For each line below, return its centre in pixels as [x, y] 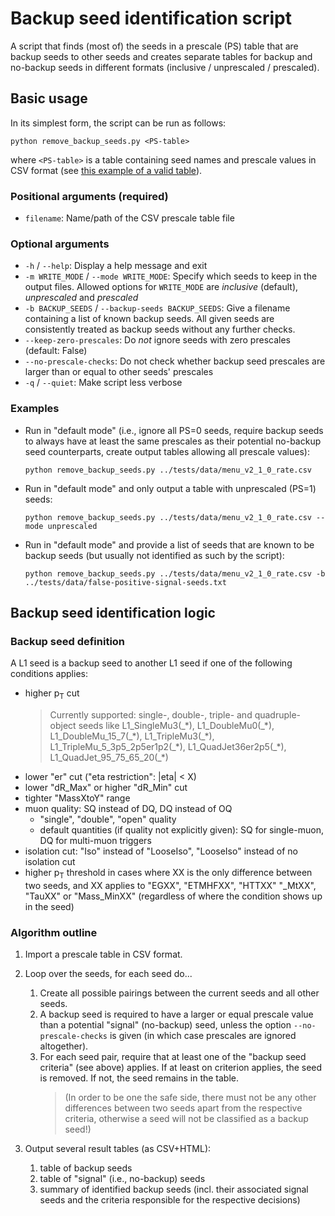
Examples [35, 409]
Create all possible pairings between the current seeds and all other [179, 993]
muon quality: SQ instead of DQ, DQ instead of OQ [128, 809]
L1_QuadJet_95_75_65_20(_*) [109, 758]
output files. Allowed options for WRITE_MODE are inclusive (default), [161, 287]
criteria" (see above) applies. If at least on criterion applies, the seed [181, 1068]
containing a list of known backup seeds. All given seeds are [149, 319]
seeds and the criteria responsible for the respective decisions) [170, 1200]
